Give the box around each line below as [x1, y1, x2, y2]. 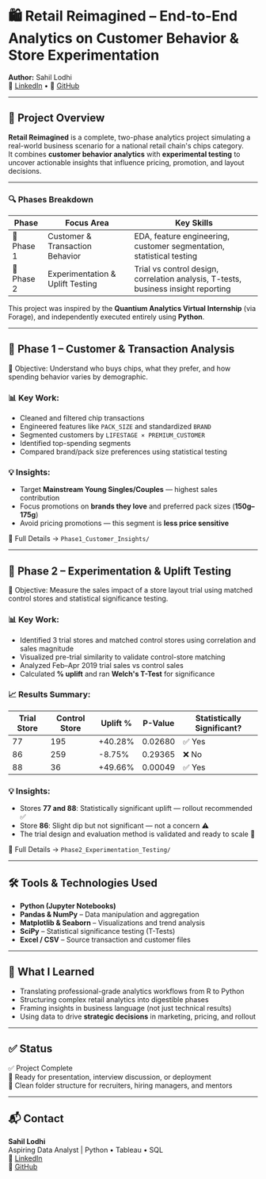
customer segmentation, [134, 240, 226, 252]
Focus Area [64, 217, 109, 229]
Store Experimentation [8, 46, 160, 64]
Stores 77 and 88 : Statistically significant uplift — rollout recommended [19, 804, 253, 813]
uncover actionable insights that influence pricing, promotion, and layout [8, 157, 245, 167]
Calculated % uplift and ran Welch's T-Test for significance [19, 669, 215, 678]
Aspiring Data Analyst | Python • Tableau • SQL [8, 1145, 164, 1155]
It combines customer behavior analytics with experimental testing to [8, 149, 241, 159]
